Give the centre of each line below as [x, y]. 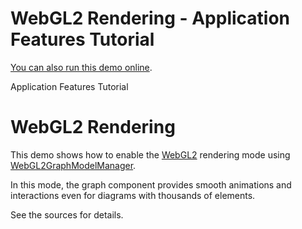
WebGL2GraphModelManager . [73, 165]
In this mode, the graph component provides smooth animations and [151, 184]
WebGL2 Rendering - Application [150, 18]
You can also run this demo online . [81, 67]
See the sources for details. [67, 214]
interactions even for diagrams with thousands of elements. [133, 195]
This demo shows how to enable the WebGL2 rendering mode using [150, 154]
